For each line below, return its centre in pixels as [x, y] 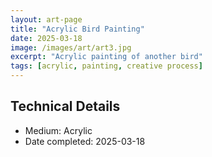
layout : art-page [46, 19]
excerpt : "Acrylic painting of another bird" [106, 57]
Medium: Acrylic [58, 130]
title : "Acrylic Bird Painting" [77, 29]
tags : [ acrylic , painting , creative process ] [106, 66]
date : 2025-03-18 [46, 38]
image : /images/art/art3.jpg [71, 47]
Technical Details [65, 106]
